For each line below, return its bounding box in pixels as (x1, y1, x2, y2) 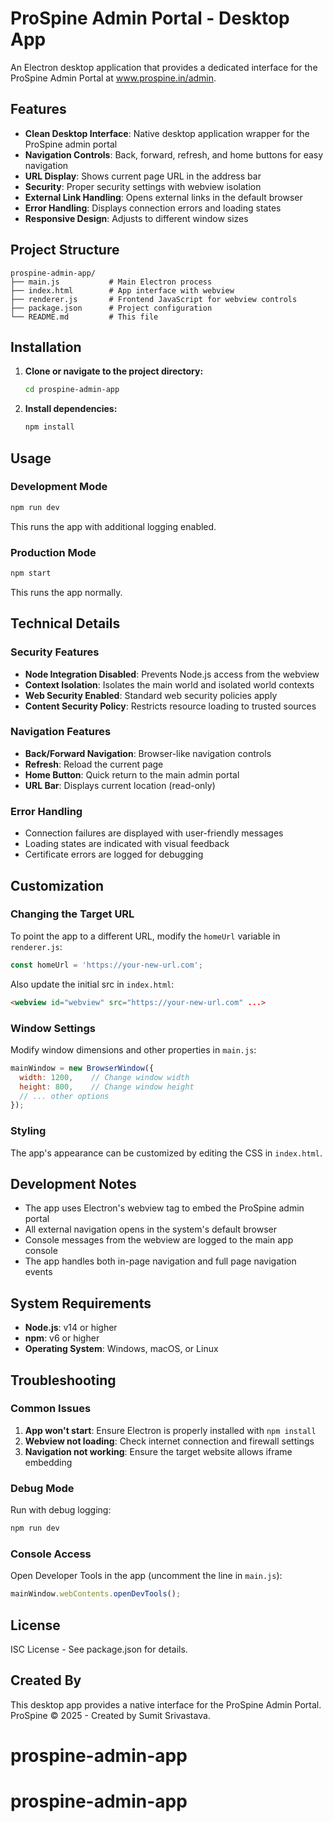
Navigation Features (10, 725, 112, 739)
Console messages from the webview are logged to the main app (24, 1234, 294, 1246)
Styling (10, 1124, 47, 1138)
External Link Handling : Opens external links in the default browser (24, 191, 303, 203)
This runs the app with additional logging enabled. (10, 520, 217, 532)
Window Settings (10, 1021, 96, 1035)
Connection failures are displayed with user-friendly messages (24, 827, 284, 839)
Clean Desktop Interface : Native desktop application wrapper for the (24, 127, 310, 139)
